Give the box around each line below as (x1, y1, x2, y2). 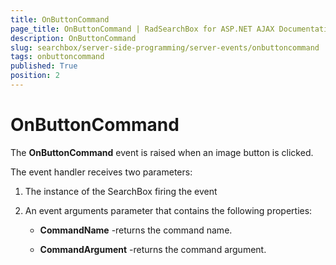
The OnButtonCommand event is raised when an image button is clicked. (10, 146, 314, 158)
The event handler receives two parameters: (10, 166, 193, 178)
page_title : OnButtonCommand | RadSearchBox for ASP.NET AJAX (10, 24, 275, 34)
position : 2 (10, 71, 60, 81)
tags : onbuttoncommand (10, 52, 105, 62)
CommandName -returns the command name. (39, 224, 233, 236)
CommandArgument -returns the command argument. (39, 243, 267, 255)
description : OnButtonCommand (10, 33, 137, 43)
